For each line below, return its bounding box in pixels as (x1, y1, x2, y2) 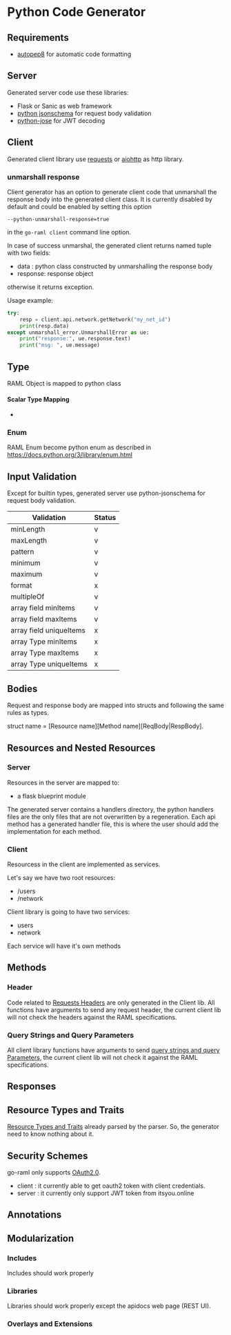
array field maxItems (10, 615, 77, 624)
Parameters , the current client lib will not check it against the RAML (7, 1054, 199, 1062)
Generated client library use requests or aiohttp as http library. (7, 155, 184, 163)
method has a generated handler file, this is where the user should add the (7, 820, 219, 828)
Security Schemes (7, 1150, 88, 1161)
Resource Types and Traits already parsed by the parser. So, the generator (7, 1123, 219, 1131)
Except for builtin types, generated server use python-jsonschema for (7, 489, 205, 498)
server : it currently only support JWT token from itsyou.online (17, 1189, 194, 1197)
